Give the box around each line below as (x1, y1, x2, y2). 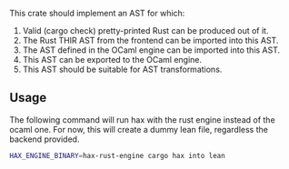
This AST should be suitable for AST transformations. (22, 64, 223, 75)
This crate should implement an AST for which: (9, 8, 185, 18)
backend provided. (9, 134, 80, 144)
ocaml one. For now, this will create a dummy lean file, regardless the (9, 124, 268, 134)
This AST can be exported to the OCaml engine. (22, 55, 203, 65)
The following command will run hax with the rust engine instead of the (9, 114, 275, 125)
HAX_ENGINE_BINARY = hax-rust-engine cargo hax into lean (9, 151, 225, 160)
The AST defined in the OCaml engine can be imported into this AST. (22, 45, 281, 55)
